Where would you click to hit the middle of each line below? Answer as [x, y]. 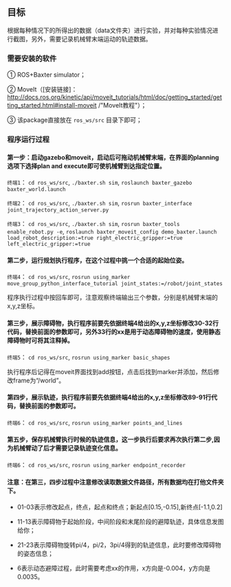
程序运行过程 [29, 140]
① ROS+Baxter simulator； [46, 75]
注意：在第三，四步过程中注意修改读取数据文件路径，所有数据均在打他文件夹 [115, 482]
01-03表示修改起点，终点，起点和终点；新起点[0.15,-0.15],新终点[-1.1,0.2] [120, 507]
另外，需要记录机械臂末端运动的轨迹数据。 [91, 39]
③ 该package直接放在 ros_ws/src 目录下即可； [75, 120]
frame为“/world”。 [39, 380]
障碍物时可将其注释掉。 [40, 340]
